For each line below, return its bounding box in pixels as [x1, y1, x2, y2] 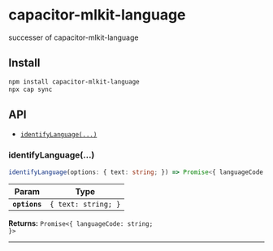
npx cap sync [8, 85, 53, 93]
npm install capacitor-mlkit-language [8, 77, 140, 86]
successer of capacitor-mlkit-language [8, 32, 139, 42]
